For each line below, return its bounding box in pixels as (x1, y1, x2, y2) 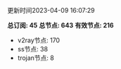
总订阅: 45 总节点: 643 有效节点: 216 (7, 21, 114, 30)
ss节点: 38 (17, 45, 48, 53)
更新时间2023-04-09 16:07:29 (7, 6, 95, 14)
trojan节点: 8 (17, 54, 54, 62)
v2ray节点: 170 (17, 36, 60, 44)
